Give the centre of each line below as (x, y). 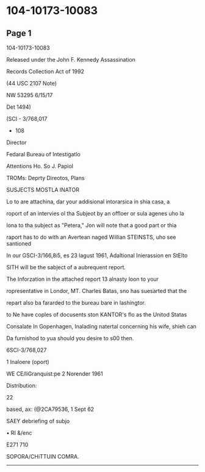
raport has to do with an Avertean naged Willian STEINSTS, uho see (91, 237)
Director (16, 142)
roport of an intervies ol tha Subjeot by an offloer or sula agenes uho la (95, 213)
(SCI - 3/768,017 (27, 119)
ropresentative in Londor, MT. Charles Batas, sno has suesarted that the (97, 291)
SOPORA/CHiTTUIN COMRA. (43, 456)
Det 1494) (19, 107)
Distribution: (22, 386)
